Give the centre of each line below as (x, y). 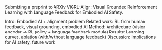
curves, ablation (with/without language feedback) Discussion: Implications (81, 37)
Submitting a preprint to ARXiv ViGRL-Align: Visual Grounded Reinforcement (81, 7)
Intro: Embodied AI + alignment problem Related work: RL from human (75, 22)
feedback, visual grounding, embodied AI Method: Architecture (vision (75, 27)
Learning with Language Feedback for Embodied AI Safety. (64, 12)
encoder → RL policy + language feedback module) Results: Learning (75, 32)
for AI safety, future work (30, 42)
